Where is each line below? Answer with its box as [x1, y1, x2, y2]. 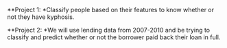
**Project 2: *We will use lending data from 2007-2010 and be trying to [7, 26, 211, 34]
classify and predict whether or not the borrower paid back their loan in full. [7, 33, 221, 41]
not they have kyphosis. [7, 13, 75, 21]
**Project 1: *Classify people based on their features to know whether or [7, 6, 215, 14]
